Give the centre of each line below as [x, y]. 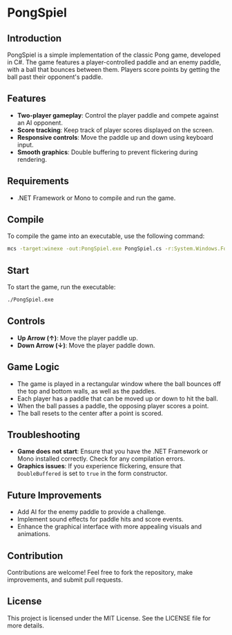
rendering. [32, 159]
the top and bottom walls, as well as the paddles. [87, 391]
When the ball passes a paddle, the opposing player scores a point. [113, 405]
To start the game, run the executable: [61, 287]
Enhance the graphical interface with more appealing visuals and [109, 526]
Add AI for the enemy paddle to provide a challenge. [91, 512]
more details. [26, 625]
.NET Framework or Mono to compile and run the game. [96, 198]
